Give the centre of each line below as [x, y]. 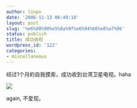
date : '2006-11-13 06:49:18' [43, 17]
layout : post [23, 23]
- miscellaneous [26, 56]
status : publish [26, 34]
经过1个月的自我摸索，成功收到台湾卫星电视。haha [68, 74]
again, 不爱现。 [25, 98]
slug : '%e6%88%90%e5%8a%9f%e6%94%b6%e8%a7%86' [65, 28]
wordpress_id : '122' [32, 46]
